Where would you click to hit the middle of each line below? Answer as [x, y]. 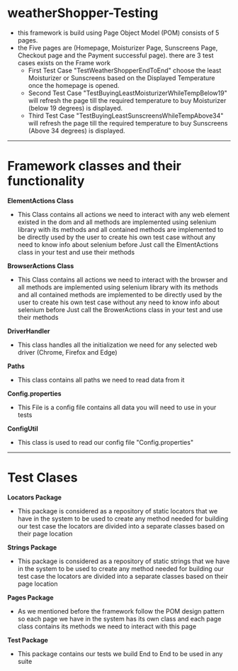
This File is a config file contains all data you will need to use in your [117, 407]
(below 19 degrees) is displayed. [75, 108]
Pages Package [31, 597]
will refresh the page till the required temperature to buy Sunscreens [128, 123]
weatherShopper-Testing [83, 13]
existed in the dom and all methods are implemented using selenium [117, 222]
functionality [46, 181]
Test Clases [42, 478]
